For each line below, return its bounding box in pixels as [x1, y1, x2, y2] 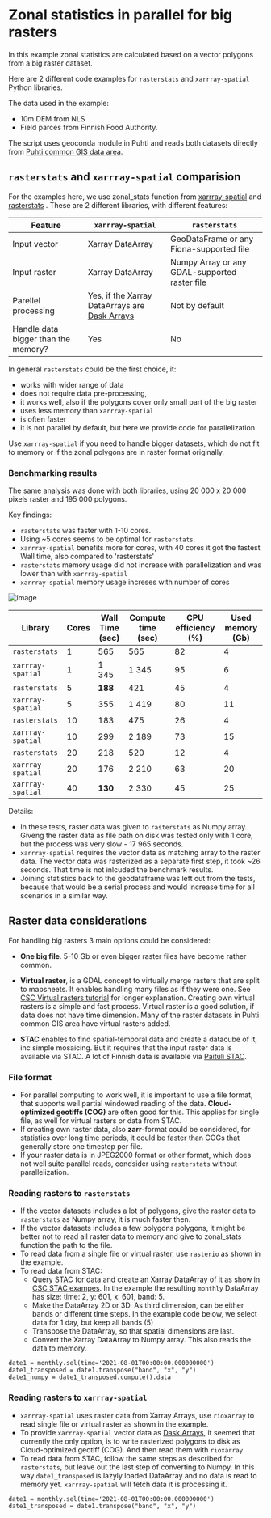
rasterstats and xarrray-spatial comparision [8, 170, 241, 184]
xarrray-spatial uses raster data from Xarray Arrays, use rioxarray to [19, 1410, 255, 1420]
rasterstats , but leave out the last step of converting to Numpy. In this [19, 1462, 255, 1472]
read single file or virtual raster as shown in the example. [19, 1418, 209, 1429]
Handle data [12, 323, 59, 334]
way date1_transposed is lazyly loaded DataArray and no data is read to [19, 1470, 257, 1480]
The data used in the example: [8, 98, 109, 108]
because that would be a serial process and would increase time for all [19, 882, 256, 892]
